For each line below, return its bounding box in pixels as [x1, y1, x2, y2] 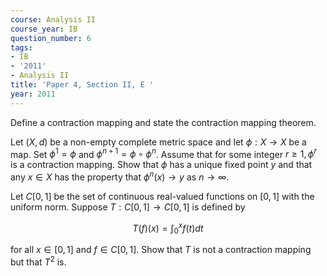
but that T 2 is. [10, 254, 67, 268]
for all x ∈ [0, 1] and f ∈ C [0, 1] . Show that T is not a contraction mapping [10, 244, 312, 256]
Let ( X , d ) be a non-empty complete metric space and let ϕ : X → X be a [10, 136, 307, 148]
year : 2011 [10, 89, 56, 99]
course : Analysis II [10, 14, 97, 25]
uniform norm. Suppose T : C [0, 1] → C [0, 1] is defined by [10, 201, 246, 213]
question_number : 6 [10, 33, 92, 43]
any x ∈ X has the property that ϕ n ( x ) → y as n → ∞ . [10, 169, 230, 183]
